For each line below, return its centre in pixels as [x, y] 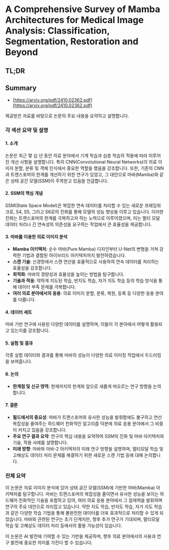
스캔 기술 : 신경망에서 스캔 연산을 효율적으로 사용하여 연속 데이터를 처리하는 [86, 262]
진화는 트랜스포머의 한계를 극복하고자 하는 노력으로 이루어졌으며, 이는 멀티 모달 [83, 218]
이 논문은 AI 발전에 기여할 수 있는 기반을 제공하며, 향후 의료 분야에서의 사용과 [80, 536]
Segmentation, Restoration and [72, 42]
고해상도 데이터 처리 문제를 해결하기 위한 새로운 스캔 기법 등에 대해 [78, 455]
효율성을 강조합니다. [32, 268]
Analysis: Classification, [58, 31]
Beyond [22, 52]
